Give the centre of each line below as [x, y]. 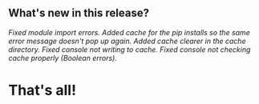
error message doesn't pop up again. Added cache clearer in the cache [127, 41]
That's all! [42, 90]
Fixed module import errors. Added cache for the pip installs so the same [129, 32]
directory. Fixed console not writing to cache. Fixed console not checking [129, 49]
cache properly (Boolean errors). [63, 58]
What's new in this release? [79, 13]
